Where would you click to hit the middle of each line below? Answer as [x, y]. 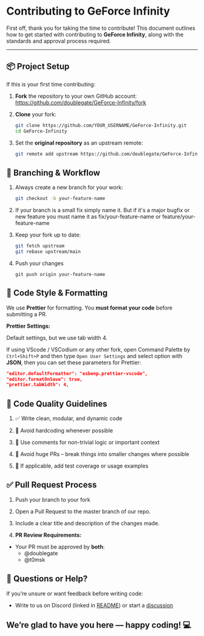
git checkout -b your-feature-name [60, 199]
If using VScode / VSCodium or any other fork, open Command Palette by [98, 349]
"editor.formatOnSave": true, [45, 379]
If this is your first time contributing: [51, 84]
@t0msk [35, 559]
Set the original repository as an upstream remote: [79, 143]
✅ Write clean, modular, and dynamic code [69, 418]
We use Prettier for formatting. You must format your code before [90, 308]
